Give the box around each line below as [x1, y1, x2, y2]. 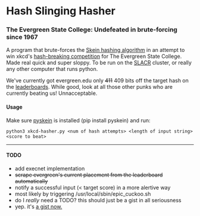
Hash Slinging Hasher [6, 4, 116, 18]
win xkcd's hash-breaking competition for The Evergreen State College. [6, 53, 182, 60]
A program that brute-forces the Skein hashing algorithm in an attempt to [6, 47, 185, 54]
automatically [14, 177, 48, 184]
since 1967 [6, 33, 38, 41]
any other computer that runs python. [6, 66, 98, 73]
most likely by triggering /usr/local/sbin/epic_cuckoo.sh [14, 190, 151, 198]
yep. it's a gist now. [14, 203, 62, 210]
